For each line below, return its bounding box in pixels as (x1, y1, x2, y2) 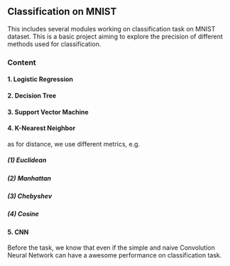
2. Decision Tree (7, 91, 57, 100)
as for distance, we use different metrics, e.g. (7, 139, 141, 148)
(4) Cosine (7, 210, 39, 218)
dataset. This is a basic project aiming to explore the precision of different (7, 32, 224, 41)
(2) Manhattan (7, 174, 52, 182)
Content (7, 57, 37, 67)
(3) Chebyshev (7, 192, 53, 201)
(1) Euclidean (7, 156, 47, 164)
